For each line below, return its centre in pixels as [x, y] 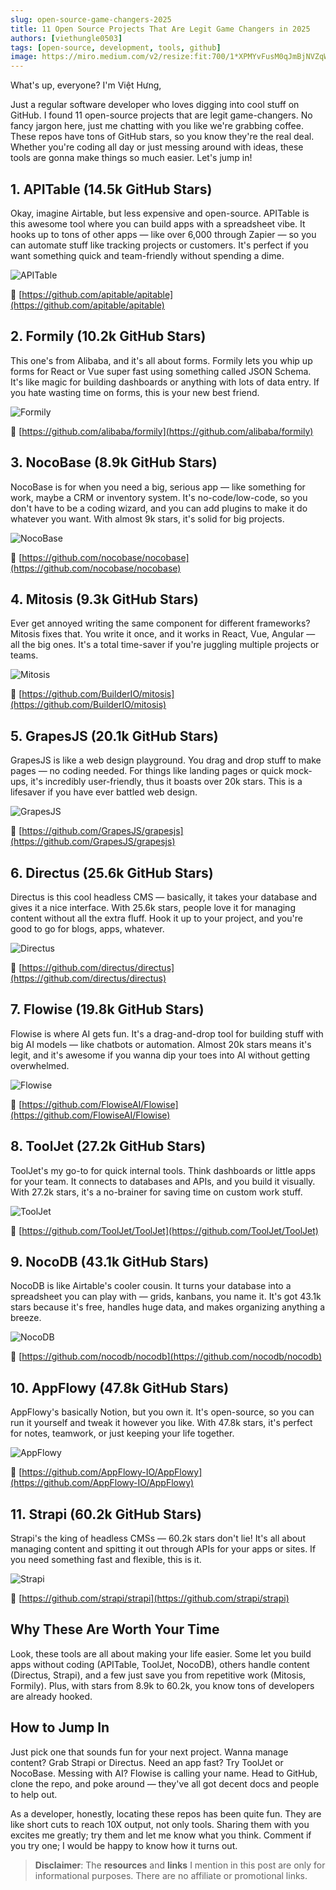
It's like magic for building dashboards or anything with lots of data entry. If [165, 382]
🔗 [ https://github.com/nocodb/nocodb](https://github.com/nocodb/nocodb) [166, 1357]
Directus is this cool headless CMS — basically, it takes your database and [164, 897]
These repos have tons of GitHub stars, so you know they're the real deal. [162, 137]
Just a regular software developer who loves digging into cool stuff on [155, 105]
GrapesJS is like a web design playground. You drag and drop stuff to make [166, 760]
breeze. [26, 1318]
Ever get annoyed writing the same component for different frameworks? [160, 623]
